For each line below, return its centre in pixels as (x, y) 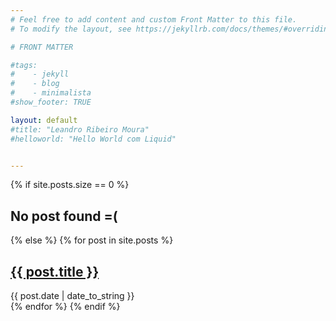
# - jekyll (40, 74)
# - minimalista (51, 93)
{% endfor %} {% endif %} (65, 306)
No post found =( (64, 216)
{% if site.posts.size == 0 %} (70, 185)
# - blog (35, 84)
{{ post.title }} (55, 271)
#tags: (24, 65)
